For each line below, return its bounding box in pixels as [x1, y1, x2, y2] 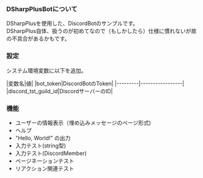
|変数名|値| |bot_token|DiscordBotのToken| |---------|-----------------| [6, 80, 185, 87]
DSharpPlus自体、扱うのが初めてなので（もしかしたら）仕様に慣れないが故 [6, 27, 197, 35]
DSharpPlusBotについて [6, 4, 78, 13]
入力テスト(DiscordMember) [15, 149, 87, 157]
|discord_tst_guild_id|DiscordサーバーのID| [6, 87, 113, 94]
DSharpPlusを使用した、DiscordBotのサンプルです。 [6, 20, 139, 27]
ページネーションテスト [15, 157, 75, 165]
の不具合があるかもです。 [6, 35, 70, 43]
